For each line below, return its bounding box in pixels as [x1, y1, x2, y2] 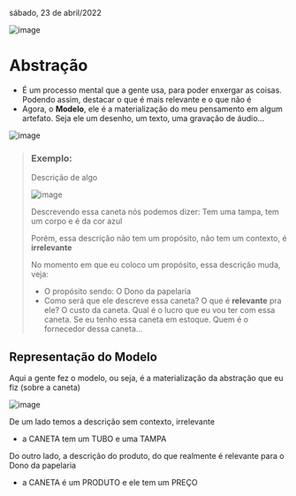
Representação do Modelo [9, 349, 157, 364]
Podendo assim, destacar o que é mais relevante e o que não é [21, 94, 252, 104]
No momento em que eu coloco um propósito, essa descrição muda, [30, 260, 281, 271]
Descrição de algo [30, 172, 98, 183]
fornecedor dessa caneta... [43, 324, 143, 334]
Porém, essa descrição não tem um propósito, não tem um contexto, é [30, 233, 287, 244]
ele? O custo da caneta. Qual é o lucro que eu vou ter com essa [43, 305, 276, 316]
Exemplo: [30, 152, 72, 164]
